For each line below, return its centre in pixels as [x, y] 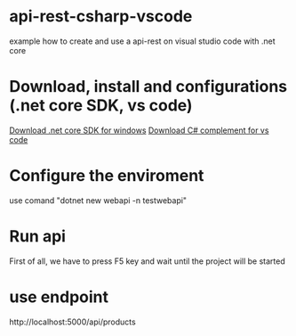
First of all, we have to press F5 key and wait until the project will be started [148, 261]
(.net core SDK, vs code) [101, 106]
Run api [38, 236]
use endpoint [59, 297]
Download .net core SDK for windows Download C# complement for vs [139, 130]
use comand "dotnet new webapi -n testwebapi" [98, 200]
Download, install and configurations [148, 87]
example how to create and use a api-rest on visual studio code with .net [142, 41]
